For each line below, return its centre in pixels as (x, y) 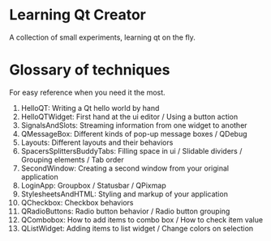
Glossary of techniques (90, 70)
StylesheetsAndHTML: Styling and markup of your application (124, 194)
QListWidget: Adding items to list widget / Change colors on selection (137, 228)
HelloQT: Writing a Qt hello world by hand (90, 108)
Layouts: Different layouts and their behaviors (97, 142)
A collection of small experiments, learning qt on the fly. (102, 37)
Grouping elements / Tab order (72, 159)
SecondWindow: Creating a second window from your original (125, 168)
